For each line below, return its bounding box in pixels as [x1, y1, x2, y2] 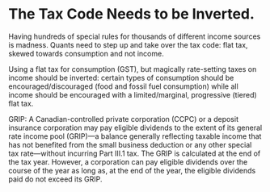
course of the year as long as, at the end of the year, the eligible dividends [8, 165, 256, 175]
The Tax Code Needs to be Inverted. [8, 5, 255, 23]
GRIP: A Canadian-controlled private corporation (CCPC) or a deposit [8, 114, 238, 123]
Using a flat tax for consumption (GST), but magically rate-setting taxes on [8, 64, 257, 73]
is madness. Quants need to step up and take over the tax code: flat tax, [8, 40, 248, 49]
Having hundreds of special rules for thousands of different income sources [8, 31, 261, 41]
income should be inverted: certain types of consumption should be [8, 73, 234, 82]
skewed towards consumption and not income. [8, 48, 164, 58]
